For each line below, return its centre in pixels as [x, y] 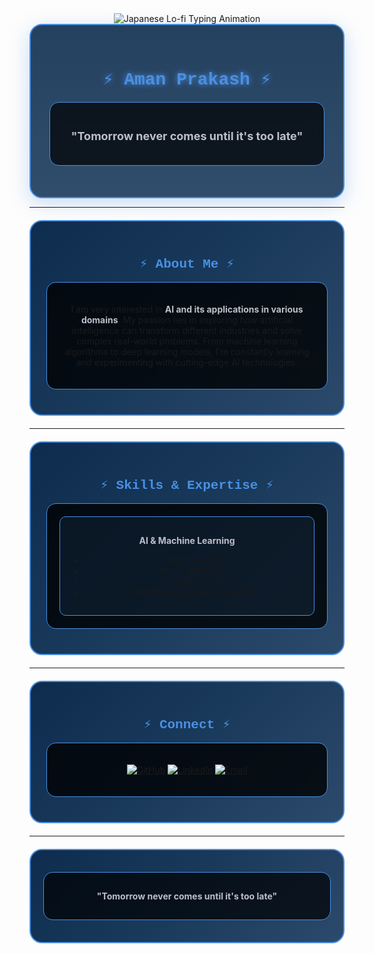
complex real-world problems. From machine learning [187, 341]
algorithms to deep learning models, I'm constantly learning [187, 352]
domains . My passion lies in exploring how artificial [187, 320]
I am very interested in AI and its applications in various [187, 309]
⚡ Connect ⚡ [187, 724]
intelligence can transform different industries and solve [187, 331]
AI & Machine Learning [187, 541]
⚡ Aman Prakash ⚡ [187, 80]
